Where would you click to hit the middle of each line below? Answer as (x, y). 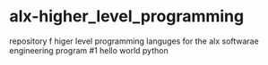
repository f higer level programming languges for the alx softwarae (134, 41)
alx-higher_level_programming (127, 16)
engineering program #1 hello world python (89, 50)
